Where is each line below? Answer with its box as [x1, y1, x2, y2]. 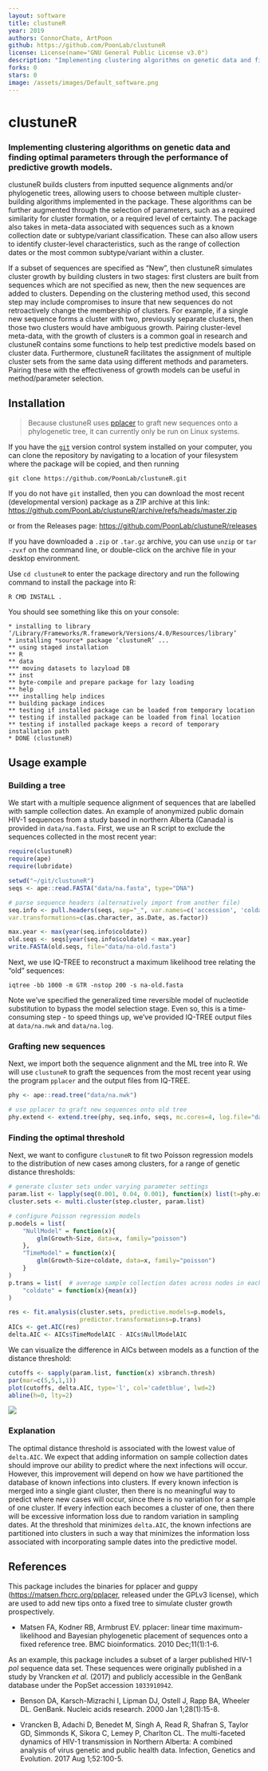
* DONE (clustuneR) [8, 734, 73, 742]
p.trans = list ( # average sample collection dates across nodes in [8, 1278, 245, 1287]
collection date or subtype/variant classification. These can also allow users [8, 230, 258, 240]
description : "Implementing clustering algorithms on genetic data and [8, 57, 251, 65]
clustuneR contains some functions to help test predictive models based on [8, 339, 256, 349]
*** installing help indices [8, 692, 105, 700]
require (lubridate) [8, 863, 73, 871]
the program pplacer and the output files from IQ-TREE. [8, 1076, 191, 1086]
